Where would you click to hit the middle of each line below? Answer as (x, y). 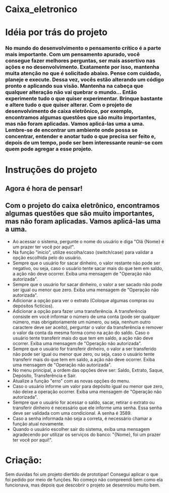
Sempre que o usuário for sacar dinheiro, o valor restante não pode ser (86, 263)
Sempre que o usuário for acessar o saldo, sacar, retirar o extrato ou (83, 402)
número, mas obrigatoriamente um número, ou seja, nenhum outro (81, 322)
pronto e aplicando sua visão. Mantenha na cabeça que (74, 86)
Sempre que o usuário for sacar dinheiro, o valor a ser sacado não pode (87, 284)
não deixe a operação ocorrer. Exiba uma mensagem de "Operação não (87, 392)
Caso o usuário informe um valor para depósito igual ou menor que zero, (88, 386)
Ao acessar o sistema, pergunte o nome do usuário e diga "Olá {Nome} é (88, 241)
